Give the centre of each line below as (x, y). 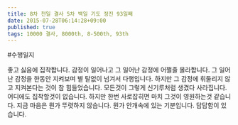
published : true (31, 27)
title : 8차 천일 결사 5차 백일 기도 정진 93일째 (70, 14)
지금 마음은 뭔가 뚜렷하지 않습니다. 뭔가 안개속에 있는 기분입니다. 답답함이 (118, 105)
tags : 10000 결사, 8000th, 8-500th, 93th (68, 34)
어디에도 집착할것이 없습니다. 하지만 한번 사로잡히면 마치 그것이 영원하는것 (110, 97)
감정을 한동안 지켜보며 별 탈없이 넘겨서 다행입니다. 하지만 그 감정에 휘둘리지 (119, 79)
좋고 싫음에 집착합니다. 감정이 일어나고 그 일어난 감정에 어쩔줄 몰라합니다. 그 (113, 70)
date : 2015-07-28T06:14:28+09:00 (57, 21)
